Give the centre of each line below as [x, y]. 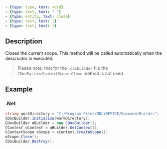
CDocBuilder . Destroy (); [30, 142]
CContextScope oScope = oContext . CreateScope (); [57, 132]
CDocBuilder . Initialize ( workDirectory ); [48, 118]
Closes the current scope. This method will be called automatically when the [83, 53]
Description [24, 41]
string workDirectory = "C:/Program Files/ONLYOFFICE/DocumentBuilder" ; [82, 114]
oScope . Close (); [22, 137]
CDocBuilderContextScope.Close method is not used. [71, 74]
